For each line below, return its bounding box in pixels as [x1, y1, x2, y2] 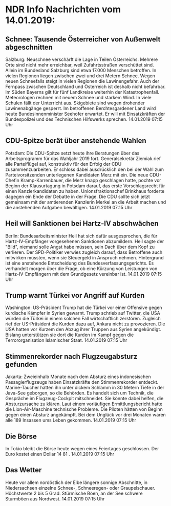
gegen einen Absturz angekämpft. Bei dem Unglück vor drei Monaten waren [5, 412, 166, 418]
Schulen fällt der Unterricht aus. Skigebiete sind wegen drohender [5, 100, 145, 106]
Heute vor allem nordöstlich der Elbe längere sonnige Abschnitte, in [5, 479, 147, 486]
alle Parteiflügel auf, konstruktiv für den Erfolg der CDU [5, 161, 122, 167]
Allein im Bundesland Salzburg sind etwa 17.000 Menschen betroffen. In [5, 68, 157, 73]
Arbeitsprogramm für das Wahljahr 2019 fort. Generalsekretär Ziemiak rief [5, 155, 161, 162]
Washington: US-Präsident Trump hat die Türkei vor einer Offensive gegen [5, 304, 162, 311]
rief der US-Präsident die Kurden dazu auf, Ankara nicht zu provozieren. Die [5, 321, 165, 327]
